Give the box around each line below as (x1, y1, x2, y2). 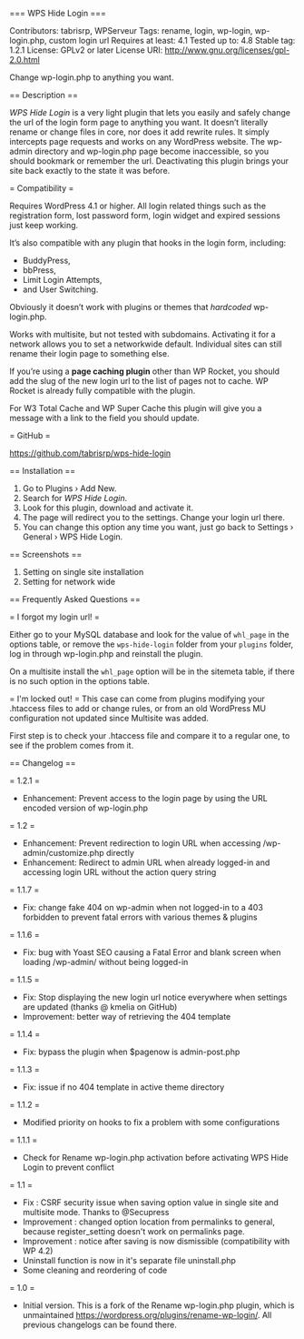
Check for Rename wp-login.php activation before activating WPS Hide (22, 1153, 289, 1163)
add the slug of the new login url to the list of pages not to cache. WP (9, 376, 270, 386)
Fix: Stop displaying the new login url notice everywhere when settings (22, 992, 288, 1002)
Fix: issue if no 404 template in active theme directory (22, 1082, 225, 1092)
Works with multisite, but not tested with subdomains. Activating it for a (9, 329, 276, 339)
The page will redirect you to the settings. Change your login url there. (22, 512, 286, 522)
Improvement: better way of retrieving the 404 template (22, 1012, 231, 1022)
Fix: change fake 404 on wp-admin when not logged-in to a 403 (22, 902, 263, 912)
